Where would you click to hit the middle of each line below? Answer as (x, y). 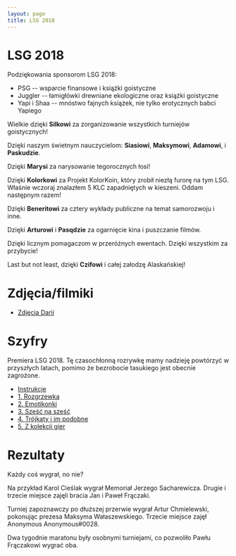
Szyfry (27, 341)
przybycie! (23, 251)
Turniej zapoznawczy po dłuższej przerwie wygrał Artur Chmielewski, (108, 509)
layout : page (26, 14)
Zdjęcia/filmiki (50, 293)
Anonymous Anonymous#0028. (54, 524)
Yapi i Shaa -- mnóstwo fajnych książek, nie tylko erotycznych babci (117, 103)
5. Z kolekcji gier (41, 427)
